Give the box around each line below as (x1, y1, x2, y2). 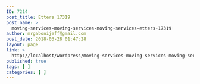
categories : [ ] (6, 69, 46, 75)
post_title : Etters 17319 (6, 14, 70, 20)
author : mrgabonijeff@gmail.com (6, 31, 86, 37)
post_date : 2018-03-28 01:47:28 (6, 36, 86, 42)
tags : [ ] (6, 63, 31, 70)
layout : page (6, 42, 39, 48)
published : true (6, 58, 46, 64)
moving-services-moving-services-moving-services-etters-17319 (11, 25, 171, 31)
